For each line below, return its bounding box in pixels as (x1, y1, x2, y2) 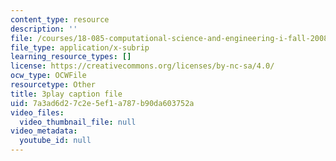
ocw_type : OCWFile (10, 71, 87, 81)
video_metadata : (10, 126, 78, 136)
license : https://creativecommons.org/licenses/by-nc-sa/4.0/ (10, 61, 275, 71)
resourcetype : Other (10, 80, 97, 90)
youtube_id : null (19, 136, 92, 146)
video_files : (10, 107, 65, 118)
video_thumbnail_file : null (19, 117, 137, 127)
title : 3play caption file (10, 89, 123, 99)
